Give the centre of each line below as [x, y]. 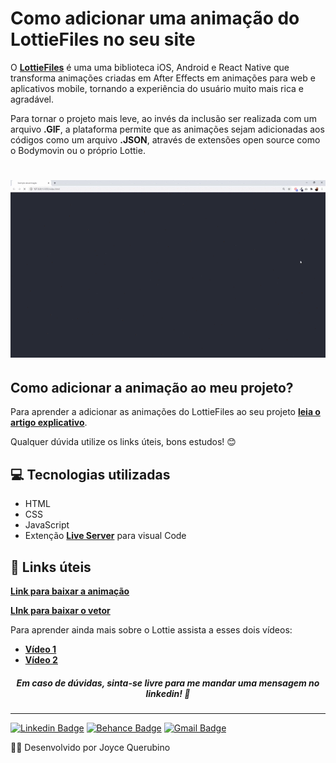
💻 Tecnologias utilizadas [90, 474]
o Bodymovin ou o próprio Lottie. [78, 150]
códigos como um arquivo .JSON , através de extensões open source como [165, 139]
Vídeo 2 [41, 659]
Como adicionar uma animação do [155, 18]
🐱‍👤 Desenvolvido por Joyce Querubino [90, 747]
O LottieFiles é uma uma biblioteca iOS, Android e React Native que [150, 67]
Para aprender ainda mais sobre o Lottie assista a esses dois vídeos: [151, 629]
